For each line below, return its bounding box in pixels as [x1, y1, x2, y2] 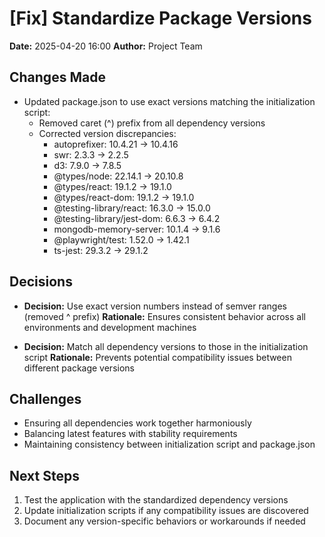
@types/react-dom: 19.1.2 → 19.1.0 [53, 191, 195, 203]
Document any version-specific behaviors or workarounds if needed [23, 515, 306, 527]
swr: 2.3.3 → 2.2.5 [53, 148, 129, 161]
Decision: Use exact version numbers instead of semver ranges [23, 300, 287, 312]
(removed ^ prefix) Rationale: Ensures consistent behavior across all [23, 310, 306, 322]
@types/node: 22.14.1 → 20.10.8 [53, 170, 184, 182]
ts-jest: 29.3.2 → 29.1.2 [53, 244, 149, 256]
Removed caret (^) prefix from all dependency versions [38, 117, 266, 129]
